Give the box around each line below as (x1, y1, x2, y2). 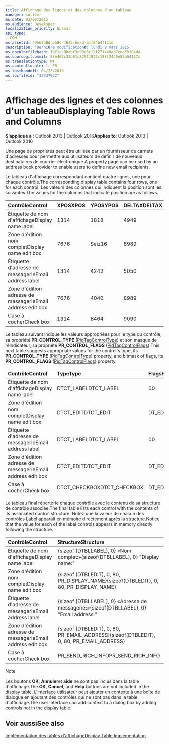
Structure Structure (57, 538, 105, 546)
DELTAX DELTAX (123, 201, 162, 209)
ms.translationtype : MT (5, 59, 55, 64)
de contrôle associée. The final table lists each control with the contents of (5, 505, 158, 511)
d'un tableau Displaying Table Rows (5, 105, 156, 117)
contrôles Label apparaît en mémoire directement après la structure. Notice (5, 516, 160, 522)
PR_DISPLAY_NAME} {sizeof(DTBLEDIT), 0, (57, 577, 159, 584)
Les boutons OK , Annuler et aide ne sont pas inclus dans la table (5, 678, 139, 684)
